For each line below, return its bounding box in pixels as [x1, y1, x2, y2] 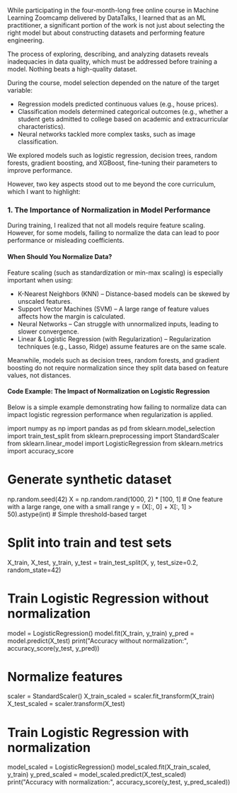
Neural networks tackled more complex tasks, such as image [17, 130, 196, 138]
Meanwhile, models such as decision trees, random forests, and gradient [7, 355, 220, 364]
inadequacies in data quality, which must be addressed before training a [7, 57, 218, 66]
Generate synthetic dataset [7, 471, 172, 487]
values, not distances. [7, 371, 71, 380]
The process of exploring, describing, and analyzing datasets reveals [7, 50, 209, 58]
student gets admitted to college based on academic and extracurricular [17, 115, 229, 123]
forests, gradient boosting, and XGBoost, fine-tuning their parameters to [7, 159, 218, 167]
